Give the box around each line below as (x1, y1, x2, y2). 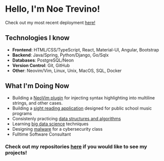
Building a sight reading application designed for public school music (12, 105, 152, 111)
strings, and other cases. (12, 100, 63, 106)
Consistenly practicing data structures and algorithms (12, 115, 121, 121)
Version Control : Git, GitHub (12, 62, 70, 68)
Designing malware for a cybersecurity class (12, 126, 103, 132)
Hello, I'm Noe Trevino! (5, 3, 100, 15)
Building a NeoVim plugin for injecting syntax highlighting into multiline (12, 94, 155, 101)
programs (12, 110, 32, 116)
